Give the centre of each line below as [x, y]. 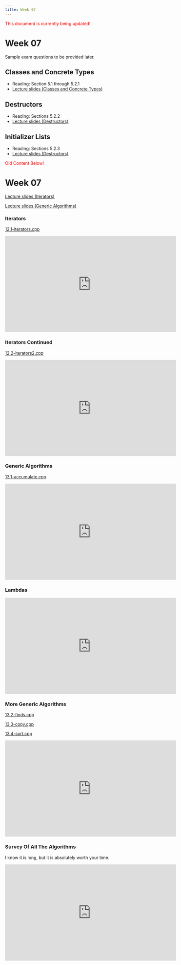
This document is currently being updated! [48, 23]
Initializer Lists [28, 137]
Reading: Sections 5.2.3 [36, 149]
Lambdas [16, 590]
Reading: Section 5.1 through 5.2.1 [46, 84]
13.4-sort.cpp [19, 734]
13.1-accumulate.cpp [26, 476]
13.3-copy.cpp [20, 724]
